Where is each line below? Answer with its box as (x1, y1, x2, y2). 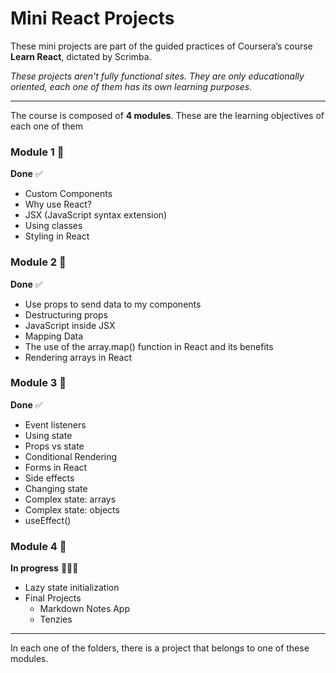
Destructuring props (24, 308, 108, 321)
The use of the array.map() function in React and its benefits (24, 340, 274, 352)
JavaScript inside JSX (24, 319, 116, 331)
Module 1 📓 (10, 145, 65, 159)
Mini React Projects (10, 7, 175, 30)
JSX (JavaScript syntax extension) (24, 209, 168, 221)
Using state (24, 429, 73, 441)
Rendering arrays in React (24, 351, 132, 363)
